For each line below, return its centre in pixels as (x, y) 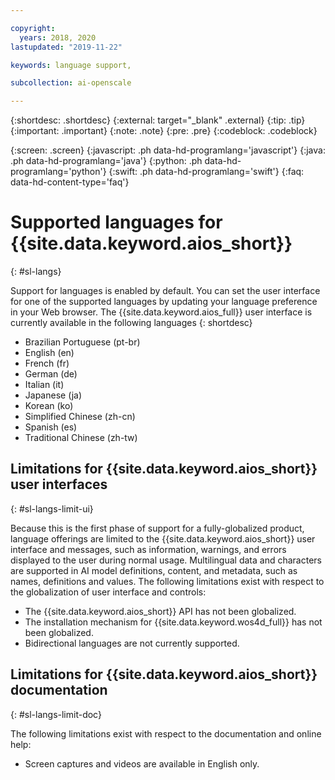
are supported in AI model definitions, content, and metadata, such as (154, 570)
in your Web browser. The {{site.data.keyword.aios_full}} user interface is (161, 312)
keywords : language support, (71, 65)
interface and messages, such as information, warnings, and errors (148, 549)
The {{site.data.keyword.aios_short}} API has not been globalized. (160, 611)
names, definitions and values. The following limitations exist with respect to (167, 581)
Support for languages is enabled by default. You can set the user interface (165, 291)
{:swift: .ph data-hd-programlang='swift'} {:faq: (206, 172)
